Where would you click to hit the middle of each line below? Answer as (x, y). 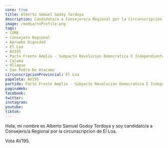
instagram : (16, 103)
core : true (16, 10)
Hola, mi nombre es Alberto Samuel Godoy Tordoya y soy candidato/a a (79, 126)
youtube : (14, 107)
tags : (11, 28)
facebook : (15, 93)
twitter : (14, 98)
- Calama (14, 61)
